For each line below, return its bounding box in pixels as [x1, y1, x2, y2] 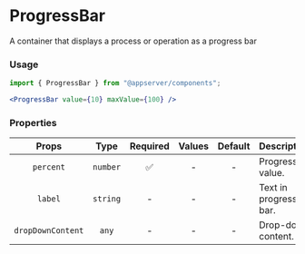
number [92, 162, 121, 172]
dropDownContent [14, 226, 84, 236]
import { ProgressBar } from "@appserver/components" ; [9, 79, 221, 88]
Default [217, 140, 251, 152]
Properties [9, 116, 57, 129]
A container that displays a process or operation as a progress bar [9, 35, 257, 46]
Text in [258, 181, 288, 194]
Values [178, 140, 209, 152]
